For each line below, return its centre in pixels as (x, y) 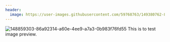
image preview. (21, 34)
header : (13, 10)
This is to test (142, 28)
